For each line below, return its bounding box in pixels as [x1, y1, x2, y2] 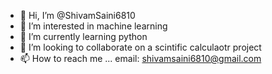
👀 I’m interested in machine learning [19, 20, 168, 32]
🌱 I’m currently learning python [19, 31, 148, 42]
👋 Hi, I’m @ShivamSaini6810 [19, 10, 136, 21]
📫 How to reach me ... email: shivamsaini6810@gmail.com [19, 53, 262, 64]
